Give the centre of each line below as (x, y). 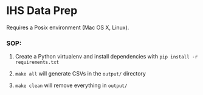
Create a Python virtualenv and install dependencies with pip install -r (106, 57)
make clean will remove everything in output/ (71, 85)
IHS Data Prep (42, 11)
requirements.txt (37, 62)
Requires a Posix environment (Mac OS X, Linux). (68, 27)
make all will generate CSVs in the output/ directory (80, 74)
